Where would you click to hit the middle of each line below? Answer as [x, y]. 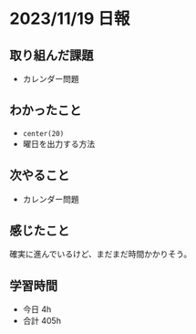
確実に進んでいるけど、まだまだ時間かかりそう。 [101, 254]
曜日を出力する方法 [59, 143]
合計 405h [42, 321]
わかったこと [46, 110]
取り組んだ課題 [52, 55]
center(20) [43, 133]
